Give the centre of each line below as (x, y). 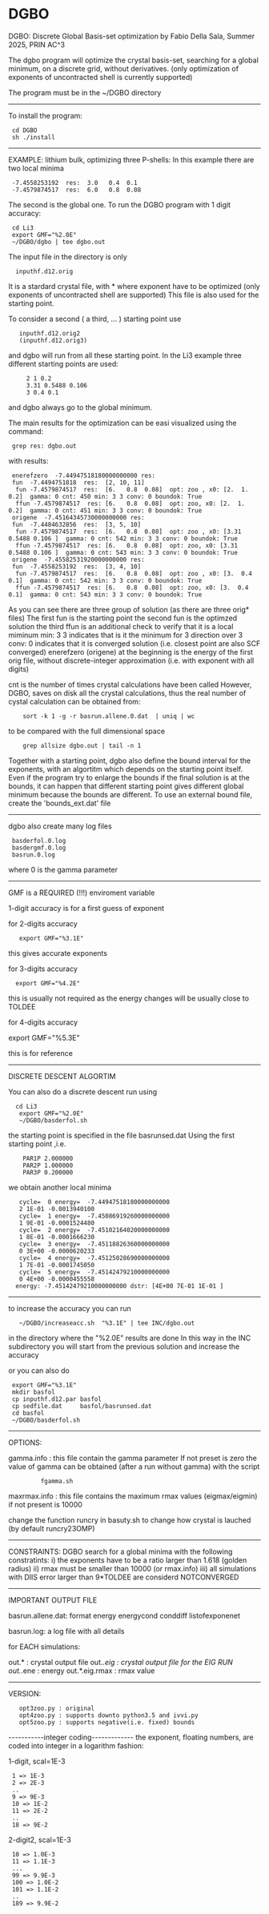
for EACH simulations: (44, 1647)
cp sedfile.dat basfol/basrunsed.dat (82, 1406)
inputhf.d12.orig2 (50, 333)
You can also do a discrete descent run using (83, 1091)
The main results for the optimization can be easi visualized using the (122, 423)
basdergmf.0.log (39, 848)
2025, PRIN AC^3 (37, 44)
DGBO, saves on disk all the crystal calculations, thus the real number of (127, 692)
